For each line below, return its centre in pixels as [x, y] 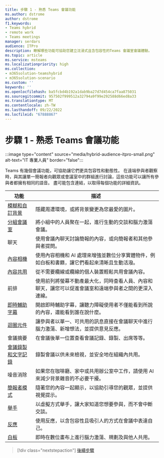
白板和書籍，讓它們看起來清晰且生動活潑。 [89, 262]
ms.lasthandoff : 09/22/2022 [34, 110]
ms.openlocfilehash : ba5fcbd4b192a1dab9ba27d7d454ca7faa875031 [71, 92]
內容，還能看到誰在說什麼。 [72, 312]
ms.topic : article [24, 55]
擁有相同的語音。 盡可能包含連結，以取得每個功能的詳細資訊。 [80, 182]
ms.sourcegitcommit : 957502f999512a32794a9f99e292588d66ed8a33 [71, 96]
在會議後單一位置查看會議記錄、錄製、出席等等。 [92, 338]
